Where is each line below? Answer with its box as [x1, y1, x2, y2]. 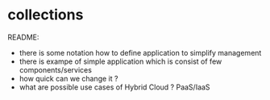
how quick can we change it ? [19, 73, 118, 83]
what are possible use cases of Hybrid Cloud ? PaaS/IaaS [19, 82, 210, 92]
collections [7, 6, 84, 24]
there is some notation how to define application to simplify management [19, 48, 262, 57]
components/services [19, 65, 92, 74]
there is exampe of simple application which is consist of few [19, 56, 222, 66]
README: [7, 32, 39, 42]
